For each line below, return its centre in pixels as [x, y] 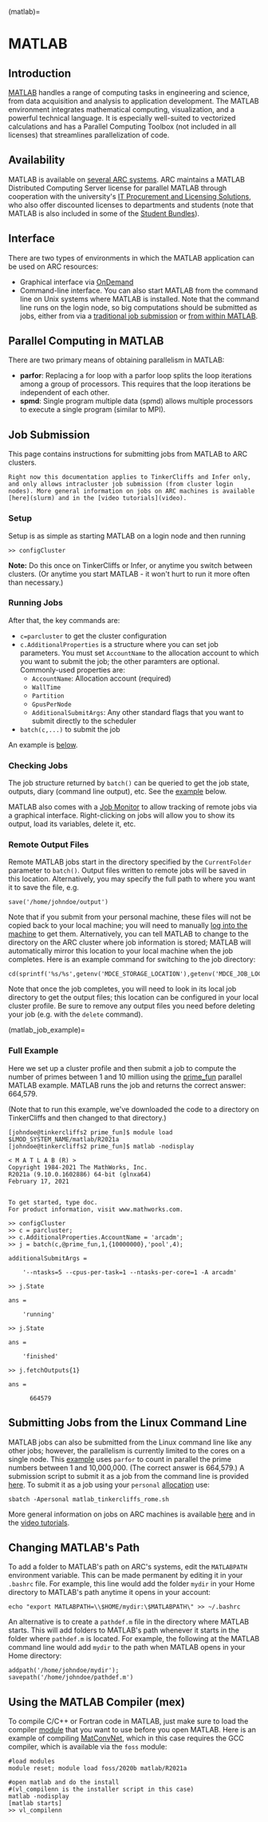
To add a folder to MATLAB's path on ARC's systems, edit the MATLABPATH [128, 1567]
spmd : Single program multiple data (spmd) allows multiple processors [136, 401]
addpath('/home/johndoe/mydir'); [64, 1671]
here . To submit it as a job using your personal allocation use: [109, 1484]
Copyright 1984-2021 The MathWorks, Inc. [78, 1167]
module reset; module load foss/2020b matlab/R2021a [98, 1768]
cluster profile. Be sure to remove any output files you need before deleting [132, 1006]
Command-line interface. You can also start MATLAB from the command [139, 290]
